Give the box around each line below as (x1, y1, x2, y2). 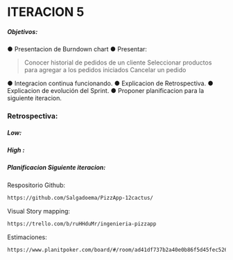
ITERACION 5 (7, 4, 85, 20)
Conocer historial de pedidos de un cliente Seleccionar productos (24, 58, 212, 67)
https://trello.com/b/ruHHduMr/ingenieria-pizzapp (7, 220, 157, 227)
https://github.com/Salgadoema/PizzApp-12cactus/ (7, 194, 154, 201)
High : (7, 146, 25, 155)
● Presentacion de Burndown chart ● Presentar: (7, 45, 148, 53)
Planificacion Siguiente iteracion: (7, 164, 106, 172)
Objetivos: (7, 27, 38, 35)
